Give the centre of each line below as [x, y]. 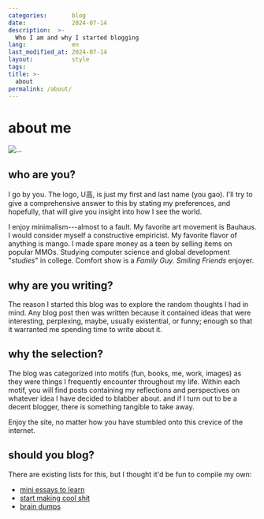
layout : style [49, 60]
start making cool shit [55, 498]
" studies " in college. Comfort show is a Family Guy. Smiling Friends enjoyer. [131, 260]
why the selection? [56, 355]
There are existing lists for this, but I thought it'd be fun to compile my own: [130, 474]
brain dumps [40, 506]
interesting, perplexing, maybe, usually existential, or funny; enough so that [130, 321]
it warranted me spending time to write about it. [86, 329]
